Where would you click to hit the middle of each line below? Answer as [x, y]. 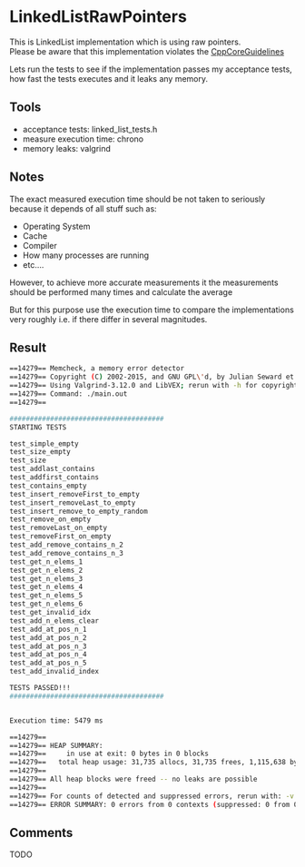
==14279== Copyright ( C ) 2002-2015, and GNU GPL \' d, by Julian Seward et [152, 377]
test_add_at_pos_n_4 [49, 655]
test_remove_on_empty [50, 519]
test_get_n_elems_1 [46, 562]
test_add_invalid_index [54, 672]
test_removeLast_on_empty [58, 528]
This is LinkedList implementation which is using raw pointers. [125, 42]
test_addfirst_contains [54, 478]
